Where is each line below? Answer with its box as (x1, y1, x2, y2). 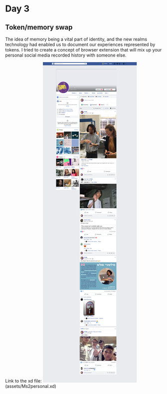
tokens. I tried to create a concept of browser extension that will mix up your (5, 47, 162, 53)
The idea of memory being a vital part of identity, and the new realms (5, 36, 148, 42)
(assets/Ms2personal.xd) (5, 383, 56, 389)
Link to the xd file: (5, 378, 42, 383)
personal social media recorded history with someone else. (5, 52, 127, 58)
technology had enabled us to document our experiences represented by (5, 42, 156, 48)
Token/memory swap (5, 23, 73, 32)
